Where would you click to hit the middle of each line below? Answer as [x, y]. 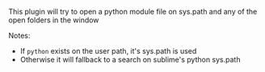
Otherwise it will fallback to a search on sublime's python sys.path [130, 60]
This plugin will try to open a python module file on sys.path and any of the [133, 12]
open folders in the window [54, 20]
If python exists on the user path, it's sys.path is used [108, 51]
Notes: [19, 36]
